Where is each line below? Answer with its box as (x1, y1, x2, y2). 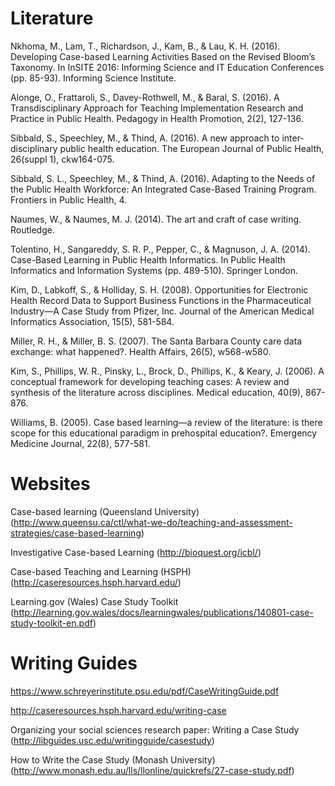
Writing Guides (10, 652, 138, 675)
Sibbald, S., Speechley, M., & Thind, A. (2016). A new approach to (10, 132, 280, 144)
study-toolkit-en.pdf (10, 617, 93, 629)
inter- (281, 132, 305, 144)
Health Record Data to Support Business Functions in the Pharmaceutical (10, 294, 312, 306)
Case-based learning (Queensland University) (10, 505, 200, 517)
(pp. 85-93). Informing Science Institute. (10, 72, 177, 84)
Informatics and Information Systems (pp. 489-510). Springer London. (10, 264, 298, 276)
